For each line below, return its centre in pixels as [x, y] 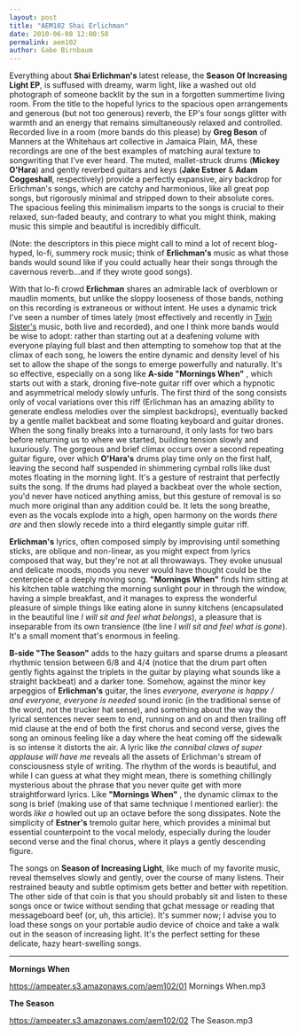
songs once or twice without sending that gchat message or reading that [142, 906]
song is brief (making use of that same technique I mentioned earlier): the [144, 804]
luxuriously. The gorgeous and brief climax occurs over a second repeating [146, 450]
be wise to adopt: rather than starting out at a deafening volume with [134, 336]
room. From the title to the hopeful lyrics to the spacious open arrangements [149, 104]
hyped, [22, 253]
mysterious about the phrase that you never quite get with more [125, 785]
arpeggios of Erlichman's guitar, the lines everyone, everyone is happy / [142, 691]
